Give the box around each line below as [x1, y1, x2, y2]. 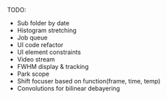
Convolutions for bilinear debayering [16, 85, 120, 92]
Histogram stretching [16, 27, 77, 34]
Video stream [16, 55, 55, 63]
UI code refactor [16, 41, 64, 48]
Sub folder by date [16, 19, 70, 27]
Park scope [16, 70, 50, 78]
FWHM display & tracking [16, 63, 89, 70]
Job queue [16, 33, 48, 42]
